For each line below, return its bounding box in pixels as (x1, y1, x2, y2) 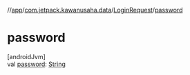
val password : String (7, 60, 66, 68)
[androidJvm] (7, 52, 46, 61)
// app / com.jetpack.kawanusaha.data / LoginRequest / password (7, 6, 183, 14)
